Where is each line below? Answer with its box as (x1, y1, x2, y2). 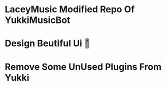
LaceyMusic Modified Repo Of (5, 4, 135, 15)
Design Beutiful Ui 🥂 (5, 38, 90, 49)
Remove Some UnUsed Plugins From (5, 61, 162, 72)
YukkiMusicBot (5, 14, 71, 26)
